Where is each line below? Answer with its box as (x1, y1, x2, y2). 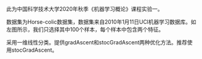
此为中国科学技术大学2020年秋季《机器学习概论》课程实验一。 (6, 5, 163, 12)
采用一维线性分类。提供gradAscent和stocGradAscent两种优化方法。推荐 (6, 39, 187, 46)
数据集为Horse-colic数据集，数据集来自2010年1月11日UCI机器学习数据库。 (6, 18, 191, 26)
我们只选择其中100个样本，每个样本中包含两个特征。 (32, 26, 164, 33)
